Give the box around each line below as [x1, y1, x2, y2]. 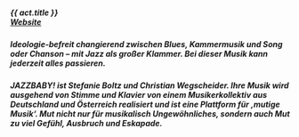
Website [10, 16, 42, 27]
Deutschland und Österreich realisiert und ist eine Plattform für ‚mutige [10, 99, 280, 110]
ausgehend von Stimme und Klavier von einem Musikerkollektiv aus [10, 90, 268, 101]
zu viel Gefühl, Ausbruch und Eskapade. [10, 118, 163, 129]
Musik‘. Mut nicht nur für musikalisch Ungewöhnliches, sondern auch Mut [10, 109, 290, 119]
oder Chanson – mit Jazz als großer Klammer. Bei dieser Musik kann [10, 48, 269, 59]
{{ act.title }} [10, 7, 59, 18]
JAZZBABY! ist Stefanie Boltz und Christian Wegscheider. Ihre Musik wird [10, 80, 289, 91]
